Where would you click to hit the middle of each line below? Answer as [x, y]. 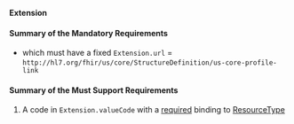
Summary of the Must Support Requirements [94, 90]
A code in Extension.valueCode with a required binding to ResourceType [154, 110]
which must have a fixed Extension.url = [97, 53]
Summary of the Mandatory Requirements [89, 33]
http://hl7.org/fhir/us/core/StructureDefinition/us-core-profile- [149, 63]
